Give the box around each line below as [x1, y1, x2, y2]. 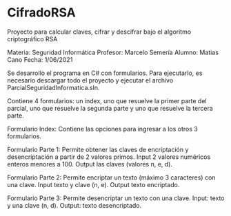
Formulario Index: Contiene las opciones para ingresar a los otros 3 [7, 125, 198, 133]
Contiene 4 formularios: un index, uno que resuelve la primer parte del [7, 96, 207, 105]
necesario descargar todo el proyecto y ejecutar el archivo [7, 76, 174, 84]
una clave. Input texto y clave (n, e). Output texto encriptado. [7, 180, 180, 188]
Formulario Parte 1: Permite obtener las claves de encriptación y [7, 145, 189, 153]
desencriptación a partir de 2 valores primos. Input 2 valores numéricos [7, 153, 211, 161]
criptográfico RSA [7, 34, 58, 43]
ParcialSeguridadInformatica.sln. [7, 83, 100, 91]
